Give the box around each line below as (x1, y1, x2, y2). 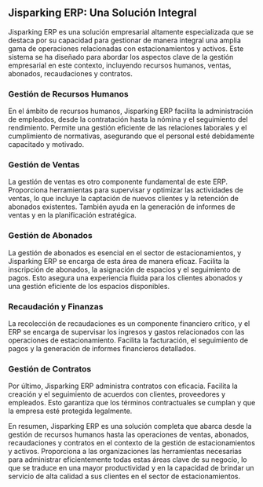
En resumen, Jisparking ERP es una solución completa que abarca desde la (8, 422, 253, 431)
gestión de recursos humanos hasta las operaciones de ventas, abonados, (8, 430, 250, 439)
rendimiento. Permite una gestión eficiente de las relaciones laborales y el (8, 123, 247, 133)
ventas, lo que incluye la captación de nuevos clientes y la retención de (8, 194, 239, 203)
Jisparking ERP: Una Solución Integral (8, 6, 197, 20)
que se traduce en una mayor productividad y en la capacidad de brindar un (8, 463, 254, 473)
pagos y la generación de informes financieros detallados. (8, 344, 196, 353)
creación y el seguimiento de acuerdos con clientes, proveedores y (8, 390, 226, 399)
